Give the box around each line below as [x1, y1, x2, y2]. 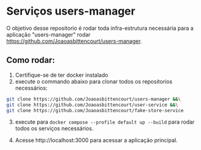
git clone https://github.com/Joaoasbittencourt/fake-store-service [6, 107, 184, 113]
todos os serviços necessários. [15, 125, 94, 132]
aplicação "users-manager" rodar [6, 30, 91, 38]
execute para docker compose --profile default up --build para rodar [15, 118, 195, 126]
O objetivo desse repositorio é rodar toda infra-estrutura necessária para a [6, 24, 194, 32]
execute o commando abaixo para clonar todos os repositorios [15, 77, 172, 85]
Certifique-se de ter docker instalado [15, 71, 108, 79]
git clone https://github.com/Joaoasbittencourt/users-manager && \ [6, 96, 182, 102]
